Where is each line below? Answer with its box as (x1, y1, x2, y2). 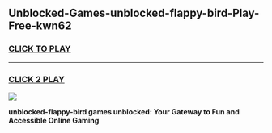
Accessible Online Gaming (8, 115, 100, 125)
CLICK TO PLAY (8, 44, 71, 55)
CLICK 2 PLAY (8, 73, 65, 85)
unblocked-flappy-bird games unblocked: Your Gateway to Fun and (8, 106, 240, 116)
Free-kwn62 (8, 19, 72, 33)
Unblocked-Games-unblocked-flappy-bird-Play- (8, 6, 260, 20)
